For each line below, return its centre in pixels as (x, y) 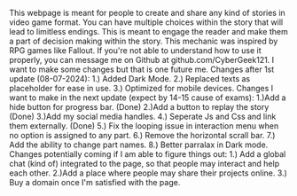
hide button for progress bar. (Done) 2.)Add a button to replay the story (139, 107)
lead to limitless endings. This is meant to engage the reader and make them (148, 31)
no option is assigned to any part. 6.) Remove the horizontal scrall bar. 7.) (142, 135)
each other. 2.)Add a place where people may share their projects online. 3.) (148, 173)
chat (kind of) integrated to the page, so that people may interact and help (145, 164)
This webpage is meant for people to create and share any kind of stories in (147, 13)
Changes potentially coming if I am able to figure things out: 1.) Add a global (148, 154)
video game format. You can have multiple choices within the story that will (146, 22)
